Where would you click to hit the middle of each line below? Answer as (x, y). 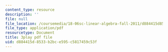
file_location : (21, 24)
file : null (16, 19)
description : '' (22, 14)
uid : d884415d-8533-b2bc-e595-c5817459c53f (51, 42)
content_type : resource (30, 10)
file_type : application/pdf (34, 28)
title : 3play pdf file (29, 38)
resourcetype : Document (30, 33)
